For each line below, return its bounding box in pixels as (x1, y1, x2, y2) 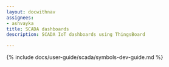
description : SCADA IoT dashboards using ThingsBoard (6, 32, 146, 38)
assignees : (6, 15, 34, 21)
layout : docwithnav (6, 9, 56, 15)
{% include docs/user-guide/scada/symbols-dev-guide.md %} (6, 54, 164, 61)
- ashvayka (6, 20, 34, 26)
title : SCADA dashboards (6, 26, 69, 32)
